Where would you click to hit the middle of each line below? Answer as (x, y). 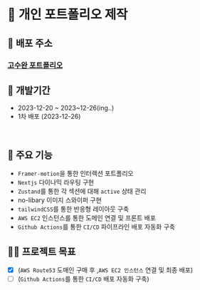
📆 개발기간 (29, 90)
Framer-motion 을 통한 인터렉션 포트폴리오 (75, 174)
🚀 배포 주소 (30, 43)
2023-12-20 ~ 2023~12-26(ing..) (66, 108)
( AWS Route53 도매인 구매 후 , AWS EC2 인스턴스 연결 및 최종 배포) (105, 270)
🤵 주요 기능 (30, 155)
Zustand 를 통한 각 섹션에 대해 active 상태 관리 (82, 191)
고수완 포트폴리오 (35, 65)
